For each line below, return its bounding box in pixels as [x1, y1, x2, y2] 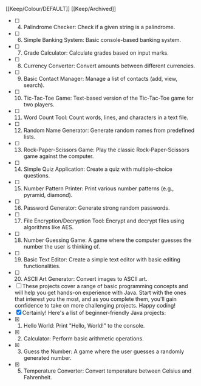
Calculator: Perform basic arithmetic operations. [23, 335, 144, 342]
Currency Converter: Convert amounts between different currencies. [23, 62, 196, 69]
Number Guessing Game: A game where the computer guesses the [23, 236, 192, 244]
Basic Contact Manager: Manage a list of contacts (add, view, [23, 75, 177, 82]
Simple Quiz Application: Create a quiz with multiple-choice [23, 165, 172, 173]
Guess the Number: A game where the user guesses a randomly [23, 348, 185, 355]
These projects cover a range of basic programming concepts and [22, 283, 189, 289]
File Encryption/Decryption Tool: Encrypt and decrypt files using [23, 217, 185, 224]
